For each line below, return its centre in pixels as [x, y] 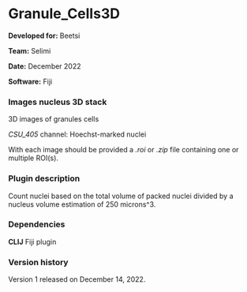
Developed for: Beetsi [44, 36]
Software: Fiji [30, 81]
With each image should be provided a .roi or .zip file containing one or [123, 150]
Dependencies [37, 224]
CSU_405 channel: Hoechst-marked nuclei [77, 134]
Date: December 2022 [45, 66]
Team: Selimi [30, 51]
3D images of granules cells [54, 119]
